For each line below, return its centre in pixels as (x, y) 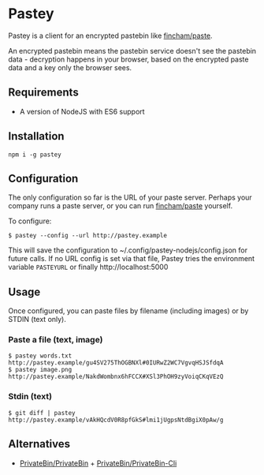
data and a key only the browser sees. (70, 67)
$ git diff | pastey (42, 413)
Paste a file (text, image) (56, 340)
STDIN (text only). (37, 320)
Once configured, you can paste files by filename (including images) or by (128, 311)
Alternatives (39, 444)
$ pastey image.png (40, 370)
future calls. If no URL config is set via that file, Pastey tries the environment (131, 259)
